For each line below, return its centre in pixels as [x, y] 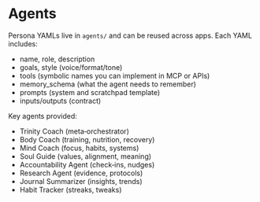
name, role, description [57, 59]
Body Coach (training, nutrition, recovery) [87, 139]
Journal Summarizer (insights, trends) [81, 181]
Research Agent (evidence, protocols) [81, 173]
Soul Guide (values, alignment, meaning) [85, 156]
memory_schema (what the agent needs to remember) [108, 84]
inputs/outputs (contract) [60, 101]
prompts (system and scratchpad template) [90, 92]
